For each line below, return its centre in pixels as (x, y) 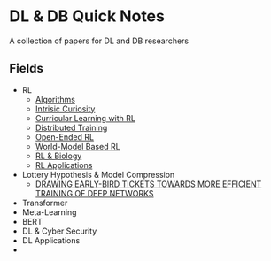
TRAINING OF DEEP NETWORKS (94, 193)
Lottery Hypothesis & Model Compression (98, 174)
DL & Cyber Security (59, 231)
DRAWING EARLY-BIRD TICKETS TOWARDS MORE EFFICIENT (148, 184)
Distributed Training (71, 127)
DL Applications (51, 240)
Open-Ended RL (65, 137)
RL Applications (64, 165)
